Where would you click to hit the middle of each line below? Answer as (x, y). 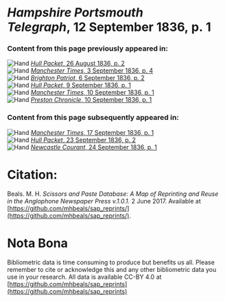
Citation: (32, 174)
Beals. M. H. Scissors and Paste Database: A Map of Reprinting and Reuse (113, 194)
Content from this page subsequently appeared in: (93, 118)
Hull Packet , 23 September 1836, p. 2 (83, 140)
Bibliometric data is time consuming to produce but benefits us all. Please (111, 262)
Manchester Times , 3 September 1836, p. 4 (92, 71)
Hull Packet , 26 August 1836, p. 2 (78, 64)
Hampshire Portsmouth (75, 13)
